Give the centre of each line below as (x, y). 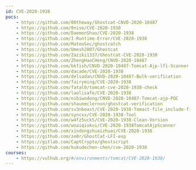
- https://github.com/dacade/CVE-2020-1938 (70, 71)
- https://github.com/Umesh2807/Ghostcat (67, 50)
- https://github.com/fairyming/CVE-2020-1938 (74, 82)
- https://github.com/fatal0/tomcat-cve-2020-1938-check (87, 88)
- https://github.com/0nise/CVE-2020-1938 (68, 28)
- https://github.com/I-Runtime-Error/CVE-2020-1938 (82, 39)
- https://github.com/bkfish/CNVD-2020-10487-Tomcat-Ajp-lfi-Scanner (103, 66)
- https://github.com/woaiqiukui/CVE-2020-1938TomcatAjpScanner (96, 126)
